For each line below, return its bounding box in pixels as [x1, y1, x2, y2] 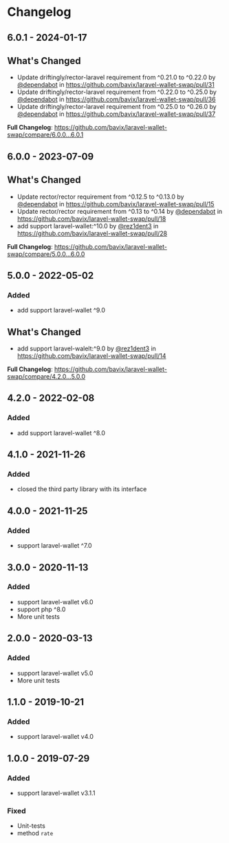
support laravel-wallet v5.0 [17, 668, 94, 677]
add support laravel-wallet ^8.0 [17, 428, 105, 437]
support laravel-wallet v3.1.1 [17, 789, 96, 797]
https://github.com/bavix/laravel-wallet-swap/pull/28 [17, 229, 168, 237]
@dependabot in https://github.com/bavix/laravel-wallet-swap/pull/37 [17, 110, 216, 118]
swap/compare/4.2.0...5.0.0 [7, 373, 86, 381]
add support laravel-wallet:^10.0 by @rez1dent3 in [17, 221, 159, 230]
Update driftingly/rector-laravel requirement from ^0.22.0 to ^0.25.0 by [17, 88, 217, 97]
